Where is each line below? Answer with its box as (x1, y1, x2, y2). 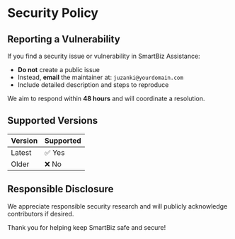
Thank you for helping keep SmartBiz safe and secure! (7, 223, 166, 231)
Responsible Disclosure (7, 183, 114, 195)
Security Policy (7, 5, 99, 21)
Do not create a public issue (17, 66, 101, 74)
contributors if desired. (7, 209, 74, 218)
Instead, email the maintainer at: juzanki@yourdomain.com (17, 73, 184, 81)
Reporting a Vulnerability (7, 33, 120, 45)
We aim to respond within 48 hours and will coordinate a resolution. (7, 94, 205, 103)
